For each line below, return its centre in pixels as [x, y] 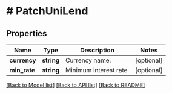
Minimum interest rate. [98, 70]
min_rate [22, 70]
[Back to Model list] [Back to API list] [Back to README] [76, 85]
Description [97, 50]
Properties [27, 33]
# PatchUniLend [47, 11]
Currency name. [88, 60]
